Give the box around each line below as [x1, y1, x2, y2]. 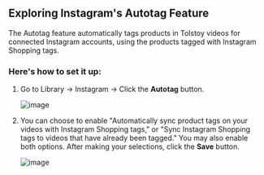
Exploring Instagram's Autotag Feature [8, 7, 210, 20]
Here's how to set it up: [8, 65, 102, 77]
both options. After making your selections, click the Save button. [19, 142, 240, 151]
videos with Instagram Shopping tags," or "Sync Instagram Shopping [19, 125, 250, 134]
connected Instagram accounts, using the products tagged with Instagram [8, 37, 258, 46]
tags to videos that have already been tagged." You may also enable [19, 133, 249, 143]
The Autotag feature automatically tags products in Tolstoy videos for [8, 28, 241, 37]
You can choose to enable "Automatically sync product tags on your [19, 116, 249, 125]
